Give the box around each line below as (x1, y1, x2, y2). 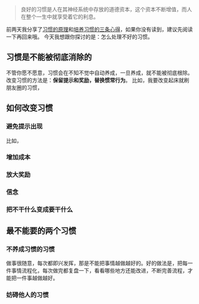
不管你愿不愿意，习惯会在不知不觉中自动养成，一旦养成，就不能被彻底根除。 (6, 69, 193, 76)
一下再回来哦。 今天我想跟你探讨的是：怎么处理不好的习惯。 (6, 33, 153, 40)
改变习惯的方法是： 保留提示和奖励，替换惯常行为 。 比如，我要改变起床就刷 (6, 77, 190, 84)
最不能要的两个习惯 (6, 226, 76, 236)
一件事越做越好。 (16, 274, 58, 281)
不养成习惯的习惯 (6, 245, 55, 253)
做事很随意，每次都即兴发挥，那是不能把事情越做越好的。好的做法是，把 (6, 259, 182, 267)
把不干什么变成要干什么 (6, 205, 73, 214)
